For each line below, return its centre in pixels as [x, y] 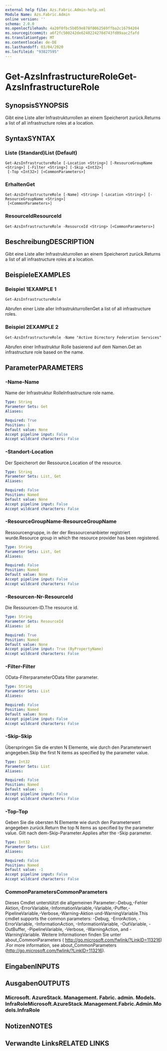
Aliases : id [17, 626]
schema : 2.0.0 [20, 24]
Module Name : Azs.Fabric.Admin [38, 15]
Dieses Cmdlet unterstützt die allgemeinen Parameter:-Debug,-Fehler [77, 903]
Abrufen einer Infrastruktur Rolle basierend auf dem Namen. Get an [74, 347]
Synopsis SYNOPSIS [37, 106]
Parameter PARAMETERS [44, 367]
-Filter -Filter [20, 667]
